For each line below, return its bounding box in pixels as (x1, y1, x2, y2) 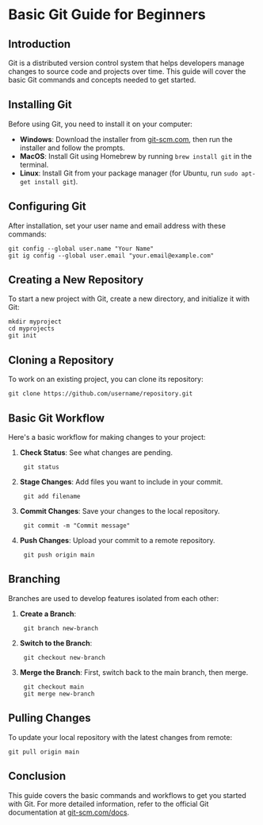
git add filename (23, 492, 81, 501)
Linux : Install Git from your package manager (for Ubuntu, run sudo (19, 168, 238, 178)
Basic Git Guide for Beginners (8, 6, 206, 24)
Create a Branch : (19, 609, 77, 619)
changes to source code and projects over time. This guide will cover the (8, 67, 246, 76)
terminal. (19, 160, 49, 169)
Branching (8, 572, 61, 586)
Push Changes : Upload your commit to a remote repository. (19, 536, 215, 546)
